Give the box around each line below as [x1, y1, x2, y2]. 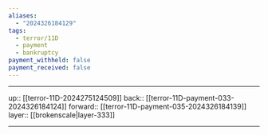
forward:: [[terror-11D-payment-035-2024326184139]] [68, 101, 247, 111]
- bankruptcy [15, 49, 59, 57]
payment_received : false [8, 64, 91, 72]
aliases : [8, 11, 37, 20]
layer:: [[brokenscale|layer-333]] [8, 109, 116, 120]
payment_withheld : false [8, 57, 91, 65]
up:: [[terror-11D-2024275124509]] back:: [8, 93, 144, 102]
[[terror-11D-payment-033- [145, 93, 235, 102]
